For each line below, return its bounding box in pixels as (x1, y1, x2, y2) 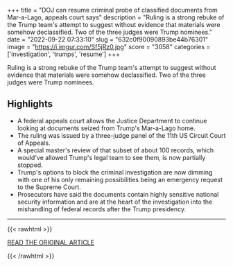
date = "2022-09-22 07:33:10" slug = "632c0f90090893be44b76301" (7, 35, 208, 44)
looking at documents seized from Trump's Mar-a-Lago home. (17, 124, 196, 132)
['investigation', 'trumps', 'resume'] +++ (7, 50, 120, 58)
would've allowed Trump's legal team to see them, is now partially (17, 153, 206, 161)
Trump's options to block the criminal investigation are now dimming (17, 168, 213, 176)
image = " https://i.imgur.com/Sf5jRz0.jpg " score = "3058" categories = (7, 43, 211, 51)
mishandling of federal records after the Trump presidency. (17, 204, 187, 213)
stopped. (17, 161, 43, 169)
